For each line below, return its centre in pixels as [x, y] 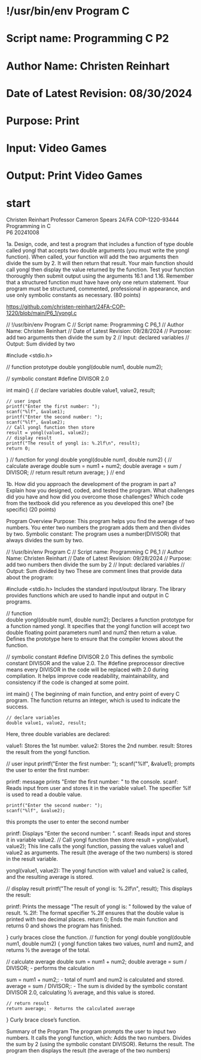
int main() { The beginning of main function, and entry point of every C [93, 694]
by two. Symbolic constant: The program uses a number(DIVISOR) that [93, 534]
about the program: [30, 578]
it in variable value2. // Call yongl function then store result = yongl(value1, [98, 840]
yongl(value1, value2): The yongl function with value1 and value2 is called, [97, 870]
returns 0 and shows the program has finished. [64, 926]
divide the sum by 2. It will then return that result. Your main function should [100, 263]
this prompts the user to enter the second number [68, 822]
